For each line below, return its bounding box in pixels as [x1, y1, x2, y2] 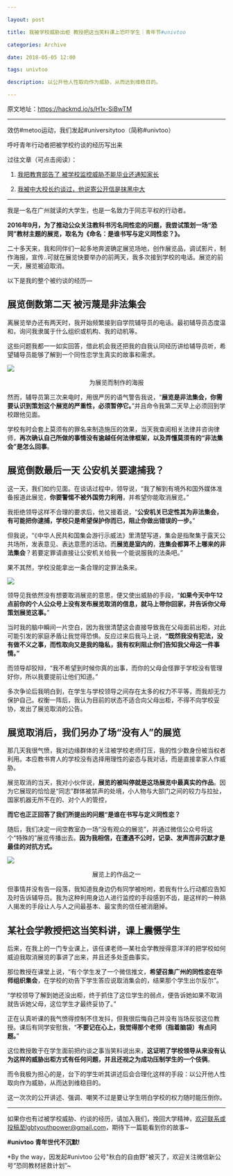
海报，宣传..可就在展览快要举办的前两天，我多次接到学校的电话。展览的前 [12, 253, 224, 261]
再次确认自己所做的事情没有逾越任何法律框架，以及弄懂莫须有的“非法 [19, 433, 217, 442]
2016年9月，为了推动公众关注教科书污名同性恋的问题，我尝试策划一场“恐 [7, 221, 218, 229]
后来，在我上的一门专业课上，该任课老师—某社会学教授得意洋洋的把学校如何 [7, 944, 226, 953]
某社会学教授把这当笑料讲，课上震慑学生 [7, 924, 180, 936]
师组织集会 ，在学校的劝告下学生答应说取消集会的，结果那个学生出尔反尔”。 [7, 976, 223, 985]
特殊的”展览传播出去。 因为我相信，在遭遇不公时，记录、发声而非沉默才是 [16, 833, 225, 842]
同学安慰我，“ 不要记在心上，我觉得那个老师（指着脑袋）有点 [37, 1023, 211, 1032]
